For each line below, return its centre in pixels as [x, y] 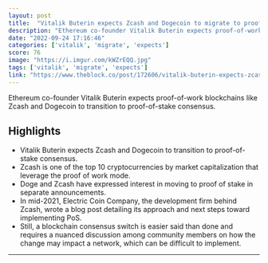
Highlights [35, 131]
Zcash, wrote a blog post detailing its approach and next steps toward [134, 210]
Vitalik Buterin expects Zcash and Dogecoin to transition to [116, 150]
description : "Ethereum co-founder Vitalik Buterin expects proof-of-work [135, 30]
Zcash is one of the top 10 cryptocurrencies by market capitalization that [139, 167]
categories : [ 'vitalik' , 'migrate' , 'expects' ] [89, 45]
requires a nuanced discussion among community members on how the [138, 235]
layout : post [30, 16]
